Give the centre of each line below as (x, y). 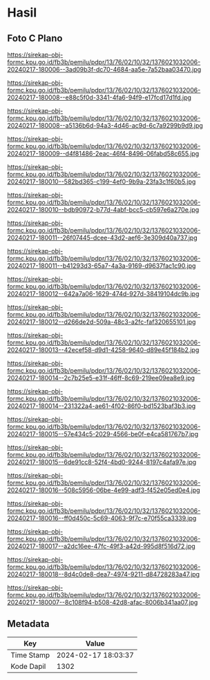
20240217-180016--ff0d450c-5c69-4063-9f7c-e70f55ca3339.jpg (102, 518)
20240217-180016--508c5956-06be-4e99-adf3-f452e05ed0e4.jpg (104, 490)
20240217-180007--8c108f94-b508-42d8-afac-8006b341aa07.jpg (103, 602)
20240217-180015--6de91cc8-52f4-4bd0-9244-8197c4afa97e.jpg (102, 462)
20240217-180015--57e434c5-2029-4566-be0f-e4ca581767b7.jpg (103, 434)
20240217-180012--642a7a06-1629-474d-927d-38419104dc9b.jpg (103, 294)
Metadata (28, 624)
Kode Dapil (28, 666)
